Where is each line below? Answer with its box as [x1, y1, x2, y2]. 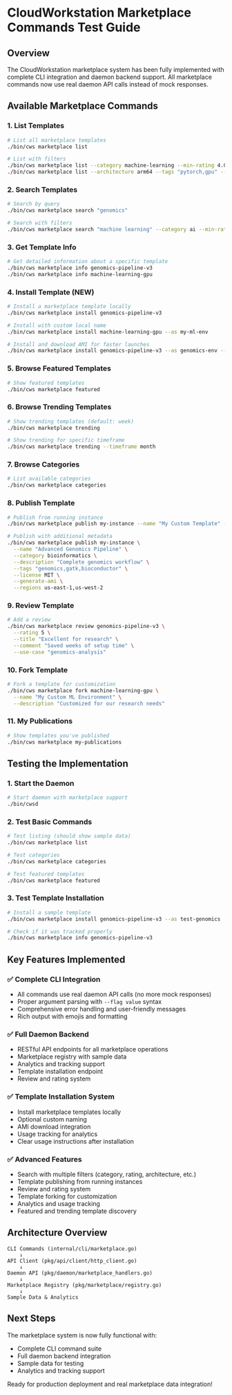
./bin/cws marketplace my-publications [7, 739, 122, 746]
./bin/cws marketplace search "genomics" [7, 207, 128, 214]
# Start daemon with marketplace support [7, 794, 128, 801]
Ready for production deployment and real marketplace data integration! [7, 1380, 213, 1388]
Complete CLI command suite [17, 1344, 102, 1353]
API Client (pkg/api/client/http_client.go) [7, 1257, 137, 1264]
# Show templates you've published [7, 732, 110, 739]
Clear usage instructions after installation [17, 1137, 135, 1145]
